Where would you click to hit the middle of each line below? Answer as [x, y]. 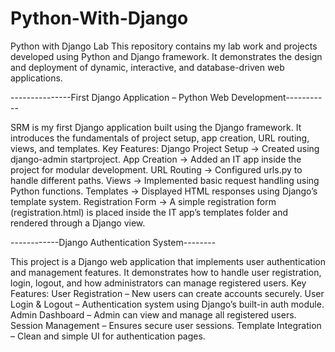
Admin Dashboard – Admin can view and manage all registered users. [153, 314]
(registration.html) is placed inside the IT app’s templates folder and [149, 212]
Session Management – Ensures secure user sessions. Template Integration [166, 325]
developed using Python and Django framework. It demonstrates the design [166, 56]
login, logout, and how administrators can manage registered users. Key [158, 283]
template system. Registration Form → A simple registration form [143, 201]
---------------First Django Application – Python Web [120, 97]
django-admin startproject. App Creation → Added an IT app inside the [156, 159]
